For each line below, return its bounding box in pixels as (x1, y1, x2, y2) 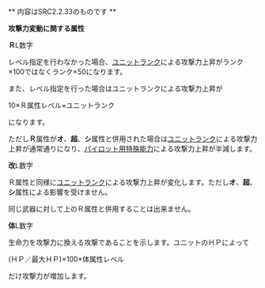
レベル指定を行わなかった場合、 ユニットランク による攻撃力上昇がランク (8, 58, 244, 66)
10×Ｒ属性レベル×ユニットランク (8, 101, 115, 110)
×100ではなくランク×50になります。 (8, 67, 127, 77)
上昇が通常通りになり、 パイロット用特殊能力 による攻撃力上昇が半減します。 (8, 144, 257, 153)
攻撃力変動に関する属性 (8, 24, 85, 33)
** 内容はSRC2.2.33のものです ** (8, 7, 117, 16)
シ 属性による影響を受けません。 (8, 188, 112, 196)
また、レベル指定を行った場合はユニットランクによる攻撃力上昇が (8, 84, 223, 93)
